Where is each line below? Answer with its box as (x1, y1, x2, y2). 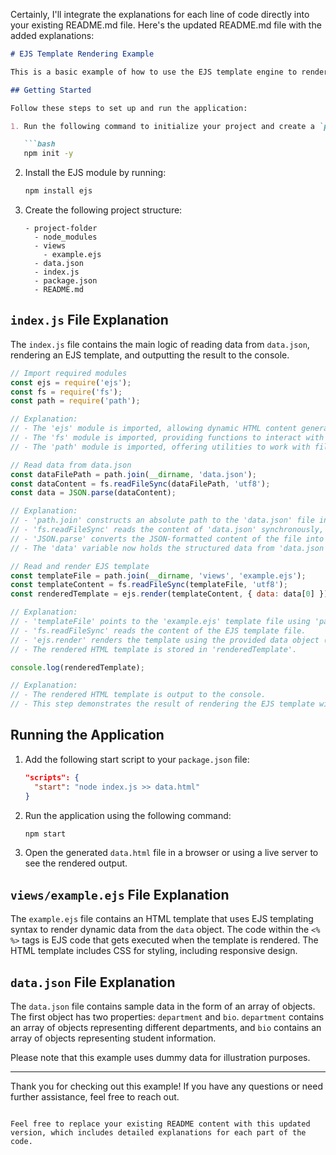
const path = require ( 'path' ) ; (10, 396, 141, 406)
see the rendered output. (24, 857, 128, 869)
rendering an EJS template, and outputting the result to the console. (10, 349, 290, 361)
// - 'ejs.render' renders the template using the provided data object (10, 635, 320, 645)
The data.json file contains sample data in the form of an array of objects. (10, 1000, 316, 1012)
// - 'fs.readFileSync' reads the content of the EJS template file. (10, 625, 307, 636)
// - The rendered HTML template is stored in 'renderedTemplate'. (10, 644, 298, 654)
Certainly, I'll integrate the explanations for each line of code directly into (10, 9, 310, 20)
